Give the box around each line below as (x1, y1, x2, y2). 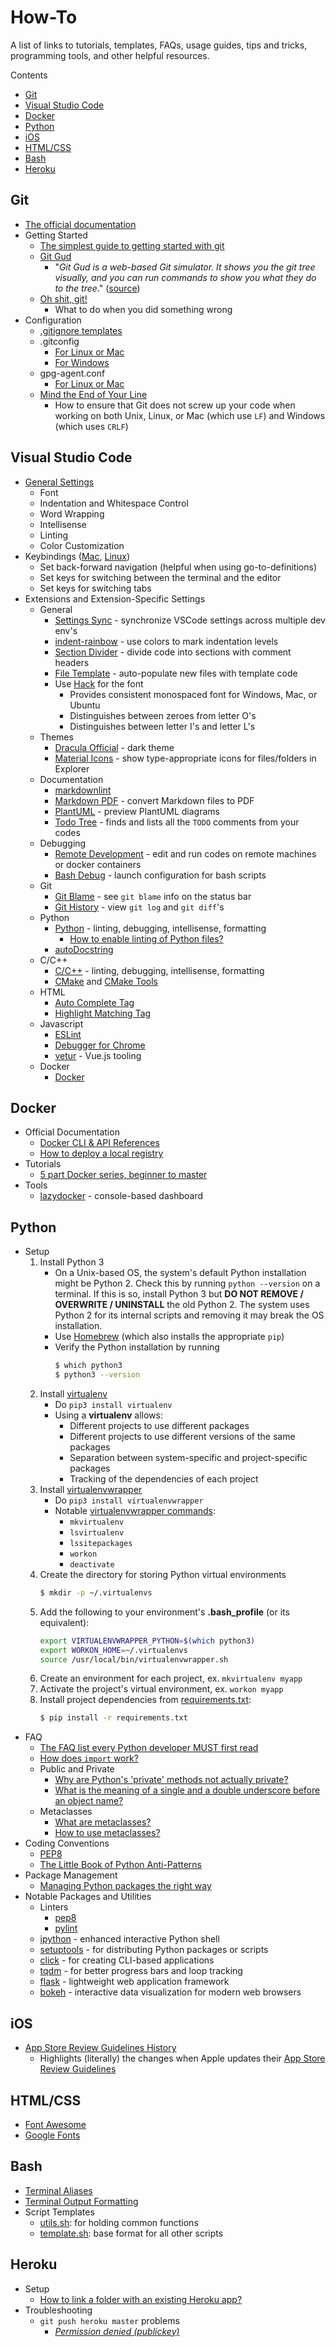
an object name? (54, 1795, 124, 1807)
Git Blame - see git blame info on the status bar (54, 890, 252, 902)
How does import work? (39, 1752, 139, 1765)
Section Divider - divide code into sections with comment (54, 646, 292, 658)
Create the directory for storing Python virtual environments (39, 1568, 287, 1580)
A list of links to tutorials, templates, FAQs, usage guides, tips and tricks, (10, 39, 308, 51)
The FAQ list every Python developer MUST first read (39, 1742, 259, 1754)
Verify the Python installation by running (54, 1341, 220, 1353)
